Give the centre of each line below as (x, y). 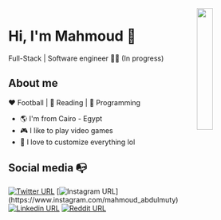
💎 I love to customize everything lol (77, 142)
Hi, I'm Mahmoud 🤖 (72, 36)
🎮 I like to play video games (66, 130)
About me (33, 83)
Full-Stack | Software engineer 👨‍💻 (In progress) (86, 58)
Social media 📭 (48, 168)
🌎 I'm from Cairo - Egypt (61, 118)
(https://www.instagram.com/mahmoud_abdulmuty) (93, 199)
